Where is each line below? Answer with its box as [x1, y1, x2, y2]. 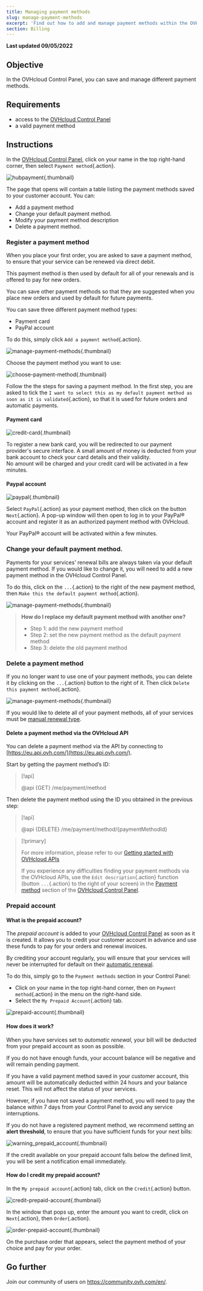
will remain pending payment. [6, 1060, 80, 1068]
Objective [6, 60, 44, 70]
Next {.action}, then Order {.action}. [6, 1214, 91, 1222]
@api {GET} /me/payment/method [21, 784, 107, 792]
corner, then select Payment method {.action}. [6, 162, 116, 169]
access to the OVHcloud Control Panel [14, 115, 111, 123]
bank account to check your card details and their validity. [6, 453, 151, 461]
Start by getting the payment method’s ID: [6, 761, 111, 768]
